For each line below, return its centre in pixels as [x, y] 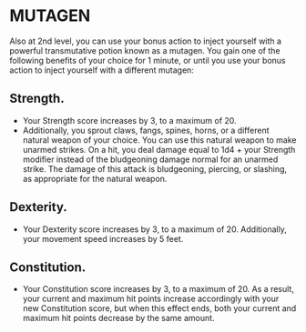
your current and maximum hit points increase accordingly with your [151, 299]
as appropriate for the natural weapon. [95, 178]
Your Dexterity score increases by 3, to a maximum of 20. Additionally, [154, 229]
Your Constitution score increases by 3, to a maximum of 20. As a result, [158, 289]
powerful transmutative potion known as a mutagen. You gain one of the [145, 50]
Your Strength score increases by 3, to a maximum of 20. [129, 120]
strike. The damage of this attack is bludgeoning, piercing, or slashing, [155, 168]
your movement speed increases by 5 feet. [103, 238]
